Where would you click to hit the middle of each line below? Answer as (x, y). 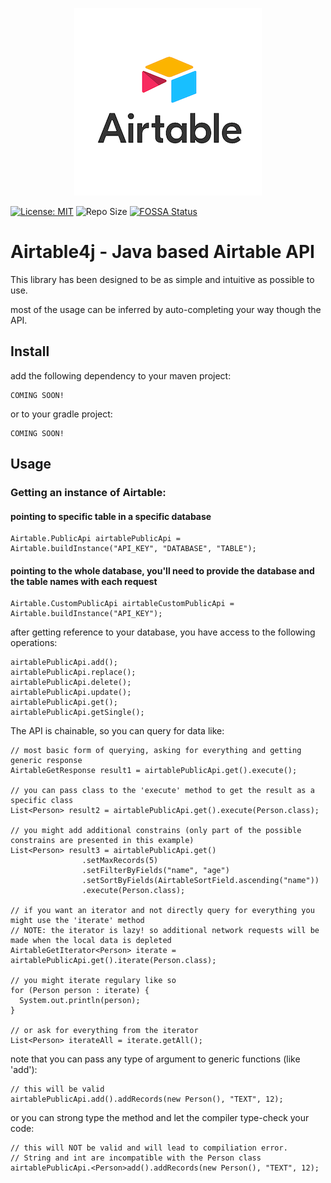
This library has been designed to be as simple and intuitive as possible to (162, 279)
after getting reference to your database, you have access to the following (163, 632)
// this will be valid (57, 1089)
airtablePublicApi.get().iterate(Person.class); (113, 961)
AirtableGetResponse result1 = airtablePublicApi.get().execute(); (154, 771)
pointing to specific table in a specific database (111, 516)
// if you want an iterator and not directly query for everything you (162, 911)
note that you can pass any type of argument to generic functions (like (155, 1059)
